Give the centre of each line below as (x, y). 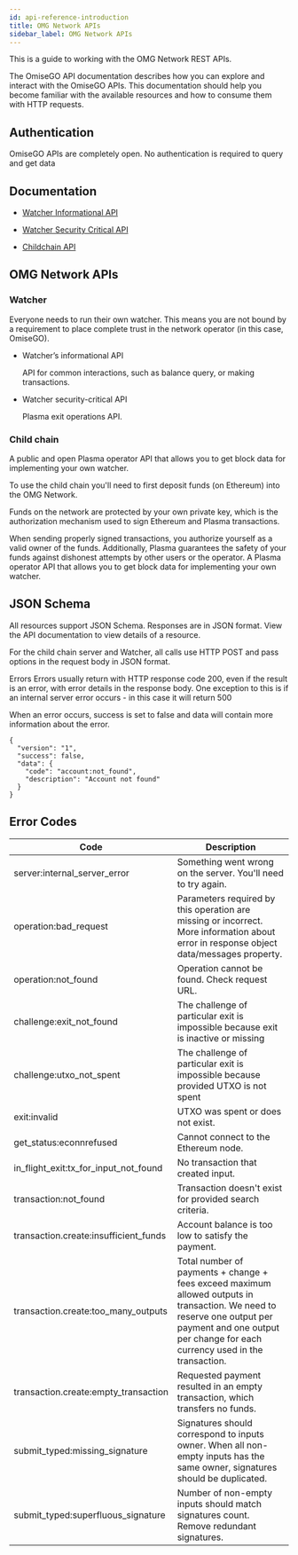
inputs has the (235, 1456)
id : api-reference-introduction (69, 17)
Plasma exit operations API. (72, 416)
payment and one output (228, 1327)
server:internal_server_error (72, 873)
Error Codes (43, 822)
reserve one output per (225, 1316)
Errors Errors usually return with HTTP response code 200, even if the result (149, 679)
